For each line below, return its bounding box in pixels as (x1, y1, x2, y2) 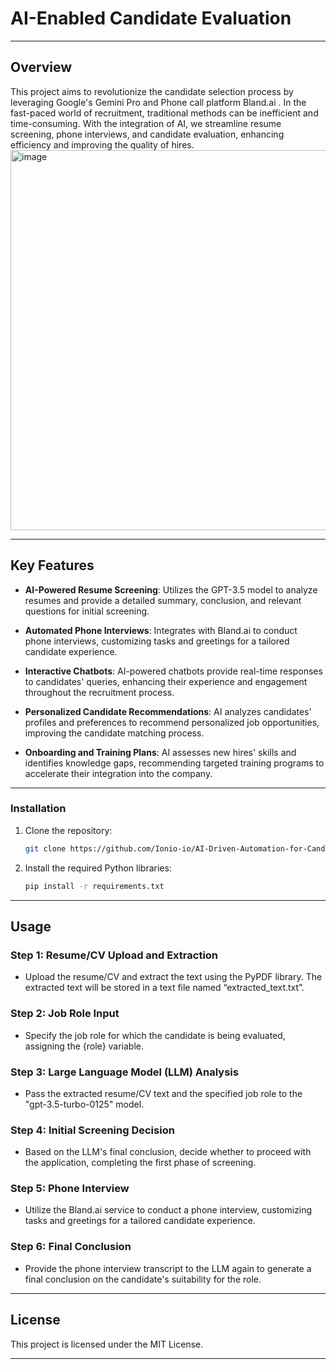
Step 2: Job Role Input (10, 1007, 120, 1021)
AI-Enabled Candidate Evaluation (10, 7, 292, 30)
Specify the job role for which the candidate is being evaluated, (24, 1029, 286, 1041)
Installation (10, 802, 67, 816)
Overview (10, 59, 73, 76)
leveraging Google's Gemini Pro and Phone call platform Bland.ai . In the (10, 96, 307, 108)
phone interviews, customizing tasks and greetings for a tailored (24, 635, 290, 647)
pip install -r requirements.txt (24, 881, 165, 891)
